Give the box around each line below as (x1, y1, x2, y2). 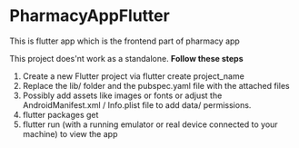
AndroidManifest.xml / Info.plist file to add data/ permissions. (22, 99, 252, 110)
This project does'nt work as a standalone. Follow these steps (9, 53, 244, 64)
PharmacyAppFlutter (9, 5, 170, 26)
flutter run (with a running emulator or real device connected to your (22, 119, 279, 130)
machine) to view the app (22, 128, 118, 139)
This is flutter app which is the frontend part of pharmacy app (9, 35, 241, 46)
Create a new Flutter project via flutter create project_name (22, 70, 245, 82)
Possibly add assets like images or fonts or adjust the (22, 90, 223, 101)
